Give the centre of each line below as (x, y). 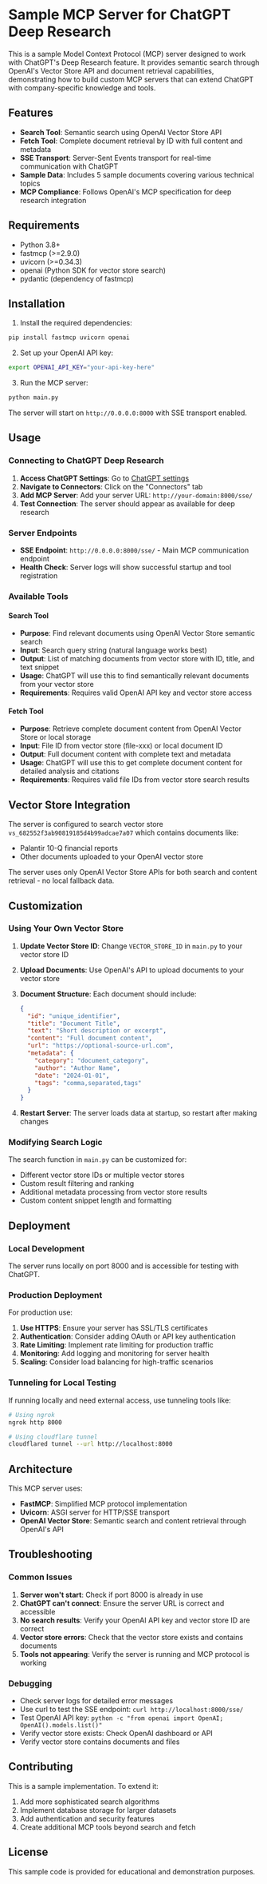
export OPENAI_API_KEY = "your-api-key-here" (82, 368)
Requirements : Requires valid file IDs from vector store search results (134, 780)
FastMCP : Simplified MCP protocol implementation (103, 1504)
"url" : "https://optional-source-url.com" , (100, 1046)
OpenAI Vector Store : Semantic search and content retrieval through (133, 1521)
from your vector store (57, 685)
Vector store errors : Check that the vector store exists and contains (132, 1637)
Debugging (30, 1683)
